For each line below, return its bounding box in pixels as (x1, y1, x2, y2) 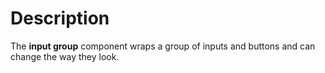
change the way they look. (10, 50, 120, 62)
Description (10, 7, 110, 30)
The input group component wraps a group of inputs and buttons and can (10, 40, 316, 52)
